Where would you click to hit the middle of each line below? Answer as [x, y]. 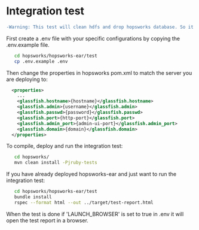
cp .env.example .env [41, 61]
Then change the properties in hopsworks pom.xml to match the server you [99, 72]
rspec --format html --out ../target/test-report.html [84, 202]
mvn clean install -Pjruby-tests [56, 163]
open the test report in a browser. [47, 220]
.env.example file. [28, 45]
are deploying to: [27, 79]
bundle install [33, 197]
